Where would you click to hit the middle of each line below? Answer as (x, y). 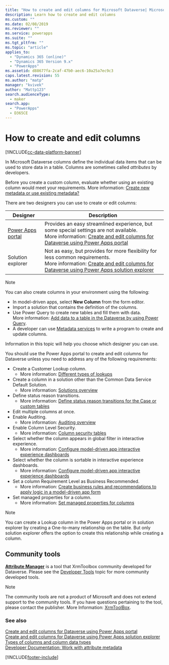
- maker (18, 99)
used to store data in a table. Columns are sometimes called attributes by (81, 167)
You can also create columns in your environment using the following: (77, 292)
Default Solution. (30, 384)
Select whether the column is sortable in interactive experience (78, 460)
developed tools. (23, 577)
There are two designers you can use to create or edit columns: (71, 203)
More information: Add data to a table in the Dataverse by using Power (85, 318)
